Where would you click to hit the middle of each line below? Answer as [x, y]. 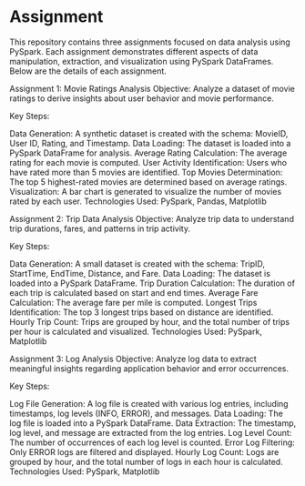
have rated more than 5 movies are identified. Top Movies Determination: [146, 172]
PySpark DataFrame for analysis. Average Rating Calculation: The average [148, 153]
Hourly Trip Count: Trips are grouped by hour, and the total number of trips [149, 321]
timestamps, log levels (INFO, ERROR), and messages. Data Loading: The [147, 413]
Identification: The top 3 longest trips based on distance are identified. [142, 312]
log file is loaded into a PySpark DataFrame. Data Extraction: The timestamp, [153, 423]
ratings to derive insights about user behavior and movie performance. [142, 98]
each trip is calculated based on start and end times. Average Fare [134, 292]
